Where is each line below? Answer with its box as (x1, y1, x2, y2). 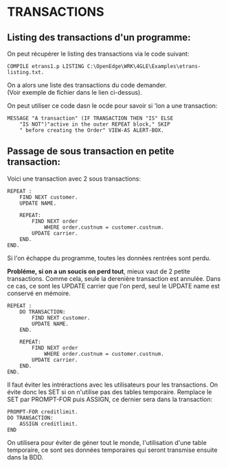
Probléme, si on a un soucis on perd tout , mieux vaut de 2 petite (7, 267, 191, 275)
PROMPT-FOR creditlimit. (7, 408, 78, 415)
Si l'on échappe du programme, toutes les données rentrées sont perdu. (7, 253, 212, 262)
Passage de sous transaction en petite (7, 146, 174, 157)
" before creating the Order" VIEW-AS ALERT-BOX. (19, 127, 165, 134)
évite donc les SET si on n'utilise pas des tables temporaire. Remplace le (7, 387, 212, 396)
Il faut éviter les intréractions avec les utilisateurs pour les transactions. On (7, 380, 218, 389)
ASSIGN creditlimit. (19, 420, 78, 427)
